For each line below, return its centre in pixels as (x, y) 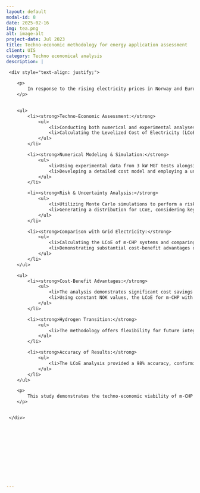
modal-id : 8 (21, 17)
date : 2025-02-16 (28, 23)
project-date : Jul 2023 (36, 39)
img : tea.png (22, 28)
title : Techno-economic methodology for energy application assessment (97, 45)
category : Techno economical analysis (54, 56)
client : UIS (21, 51)
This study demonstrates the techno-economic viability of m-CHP (110, 397)
